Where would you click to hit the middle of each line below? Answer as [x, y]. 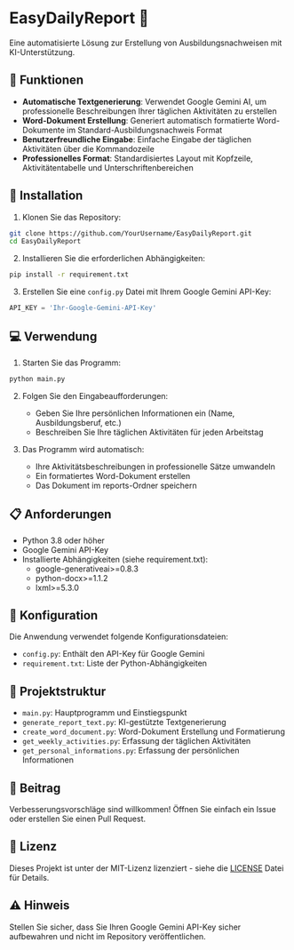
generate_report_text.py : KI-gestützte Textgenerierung [124, 722]
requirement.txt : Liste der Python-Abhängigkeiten [114, 663]
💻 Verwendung [53, 337]
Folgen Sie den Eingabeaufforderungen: [95, 395]
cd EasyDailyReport [45, 242]
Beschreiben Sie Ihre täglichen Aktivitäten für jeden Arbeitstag [149, 432]
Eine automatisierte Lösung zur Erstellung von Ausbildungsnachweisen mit [146, 43]
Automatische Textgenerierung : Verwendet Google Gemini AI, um [144, 101]
